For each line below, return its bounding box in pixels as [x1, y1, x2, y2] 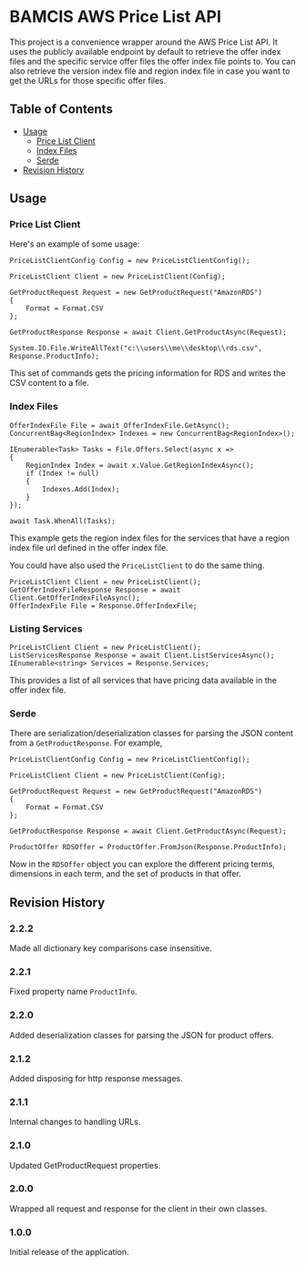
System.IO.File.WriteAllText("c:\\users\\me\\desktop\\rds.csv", [9, 344, 262, 353]
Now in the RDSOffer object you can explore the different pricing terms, [9, 858, 276, 870]
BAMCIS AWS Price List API [9, 6, 221, 27]
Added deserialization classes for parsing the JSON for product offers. [9, 1029, 275, 1040]
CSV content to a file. [9, 378, 89, 389]
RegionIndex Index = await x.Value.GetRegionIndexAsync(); [25, 461, 255, 470]
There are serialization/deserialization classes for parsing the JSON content [9, 728, 294, 739]
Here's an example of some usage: [9, 238, 140, 249]
